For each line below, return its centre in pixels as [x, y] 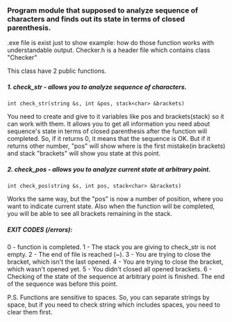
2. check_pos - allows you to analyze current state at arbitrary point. [109, 169]
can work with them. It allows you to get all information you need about [109, 124]
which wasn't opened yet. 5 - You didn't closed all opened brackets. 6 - [110, 269]
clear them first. [30, 312]
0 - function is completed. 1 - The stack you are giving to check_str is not [112, 247]
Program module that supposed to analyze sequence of [103, 10]
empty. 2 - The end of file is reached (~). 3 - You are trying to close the [109, 255]
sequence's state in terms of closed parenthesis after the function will [107, 131]
